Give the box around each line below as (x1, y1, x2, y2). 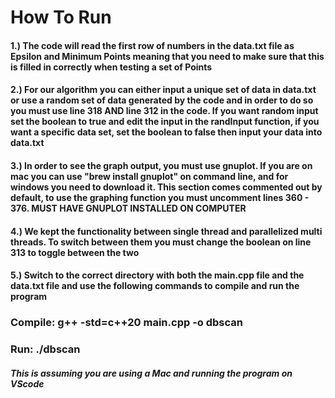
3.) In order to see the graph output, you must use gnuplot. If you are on (10, 159, 313, 171)
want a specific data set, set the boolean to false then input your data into (10, 126, 323, 138)
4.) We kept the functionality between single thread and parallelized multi (10, 225, 323, 237)
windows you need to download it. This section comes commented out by (10, 181, 323, 193)
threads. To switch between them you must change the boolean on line (10, 236, 312, 248)
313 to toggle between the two (10, 246, 140, 258)
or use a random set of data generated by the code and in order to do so (10, 94, 314, 106)
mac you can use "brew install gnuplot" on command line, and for (10, 170, 289, 182)
